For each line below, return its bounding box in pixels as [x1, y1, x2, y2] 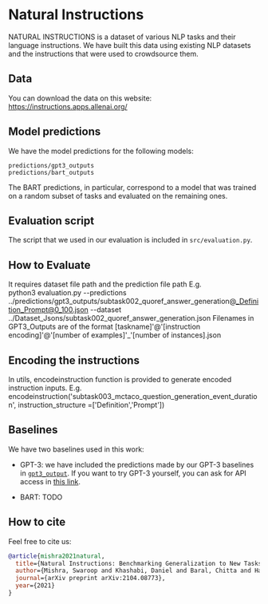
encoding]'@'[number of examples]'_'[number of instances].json [8, 330, 222, 340]
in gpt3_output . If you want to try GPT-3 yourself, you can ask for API [19, 468, 247, 478]
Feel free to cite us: [8, 536, 72, 546]
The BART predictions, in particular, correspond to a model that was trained [8, 182, 257, 192]
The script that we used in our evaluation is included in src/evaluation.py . [8, 235, 253, 245]
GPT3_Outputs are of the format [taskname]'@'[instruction [8, 322, 201, 332]
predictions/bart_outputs [8, 168, 94, 176]
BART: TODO [19, 492, 63, 502]
